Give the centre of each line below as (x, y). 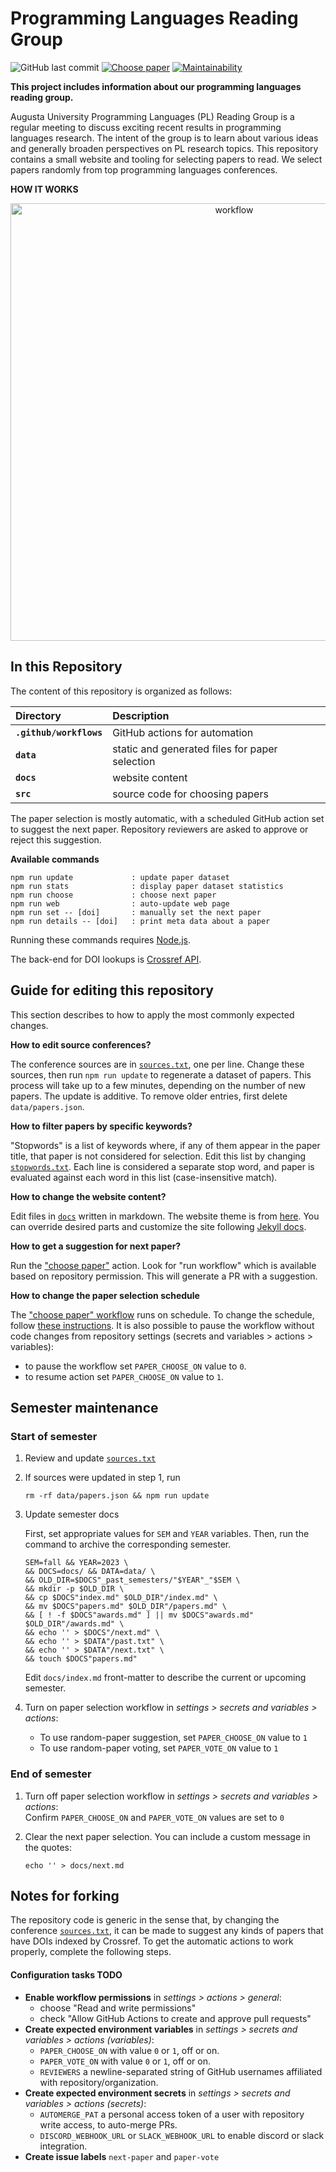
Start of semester (54, 1436)
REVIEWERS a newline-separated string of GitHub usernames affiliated (181, 2071)
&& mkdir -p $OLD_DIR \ (74, 1589)
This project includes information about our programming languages (156, 86)
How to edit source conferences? (81, 1044)
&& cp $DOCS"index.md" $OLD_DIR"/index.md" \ (121, 1598)
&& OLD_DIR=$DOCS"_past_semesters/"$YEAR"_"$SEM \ (132, 1580)
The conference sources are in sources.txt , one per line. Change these (157, 1064)
